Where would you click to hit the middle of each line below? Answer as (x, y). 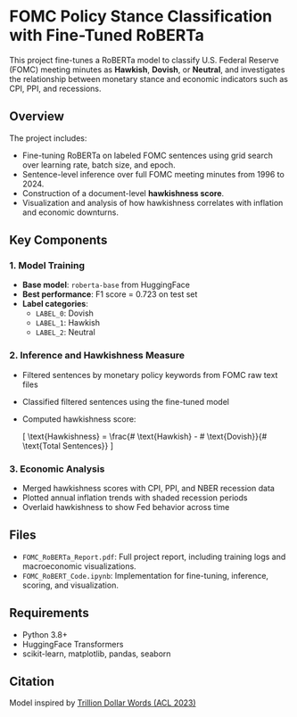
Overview (37, 116)
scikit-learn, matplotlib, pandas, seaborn (96, 654)
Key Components (58, 240)
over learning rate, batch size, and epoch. (99, 165)
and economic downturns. (70, 212)
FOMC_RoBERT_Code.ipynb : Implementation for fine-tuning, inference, (145, 575)
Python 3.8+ (45, 634)
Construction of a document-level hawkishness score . (123, 193)
